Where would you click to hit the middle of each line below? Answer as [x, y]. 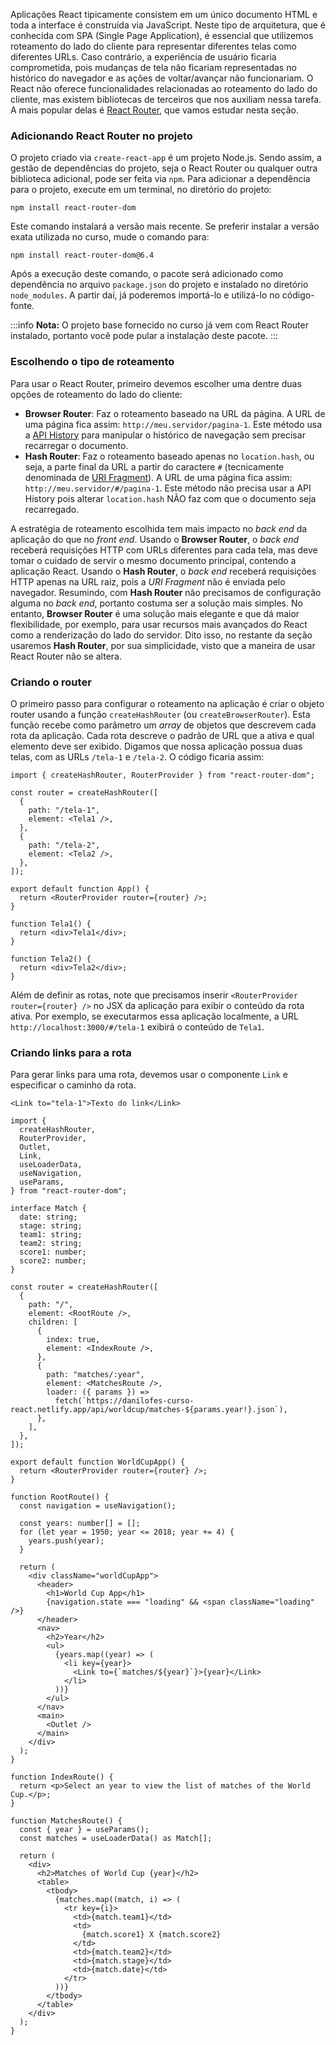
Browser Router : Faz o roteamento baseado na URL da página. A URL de [175, 413]
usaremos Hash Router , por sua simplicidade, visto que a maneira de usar [163, 645]
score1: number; [53, 1252]
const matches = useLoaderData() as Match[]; [116, 1839]
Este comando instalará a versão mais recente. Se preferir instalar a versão [165, 226]
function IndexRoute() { [62, 1777]
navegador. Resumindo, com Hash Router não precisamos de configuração [166, 592]
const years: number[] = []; [80, 1524]
